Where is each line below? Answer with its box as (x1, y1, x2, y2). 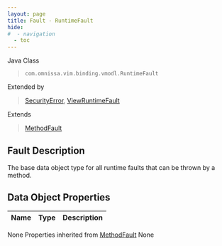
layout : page (7, 10, 46, 18)
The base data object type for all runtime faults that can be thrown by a (7, 163, 216, 171)
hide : (7, 23, 23, 31)
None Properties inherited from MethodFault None (7, 230, 155, 239)
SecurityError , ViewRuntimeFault (24, 97, 121, 105)
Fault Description (7, 144, 85, 156)
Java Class (7, 56, 40, 65)
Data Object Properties (7, 191, 111, 203)
